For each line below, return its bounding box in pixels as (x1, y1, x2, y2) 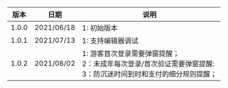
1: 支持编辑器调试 (82, 36, 139, 45)
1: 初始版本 (82, 23, 118, 33)
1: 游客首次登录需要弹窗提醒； (82, 49, 180, 58)
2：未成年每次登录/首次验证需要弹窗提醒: (82, 59, 215, 68)
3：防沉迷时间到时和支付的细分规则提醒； (82, 70, 218, 78)
